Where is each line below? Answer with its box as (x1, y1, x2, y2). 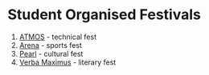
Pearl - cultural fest (18, 49, 84, 58)
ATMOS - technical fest (18, 32, 97, 41)
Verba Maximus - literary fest (18, 57, 117, 67)
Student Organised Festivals (7, 6, 202, 24)
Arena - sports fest (18, 40, 82, 49)
